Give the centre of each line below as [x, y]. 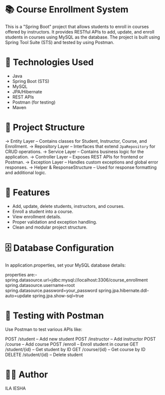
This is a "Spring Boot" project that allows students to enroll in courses [77, 26]
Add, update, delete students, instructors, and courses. [68, 206]
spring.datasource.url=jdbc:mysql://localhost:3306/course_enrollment [77, 280]
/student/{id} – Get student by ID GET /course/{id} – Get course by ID [75, 349]
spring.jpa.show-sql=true [58, 296]
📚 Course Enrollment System [67, 10]
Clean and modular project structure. [50, 227]
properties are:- [21, 275]
